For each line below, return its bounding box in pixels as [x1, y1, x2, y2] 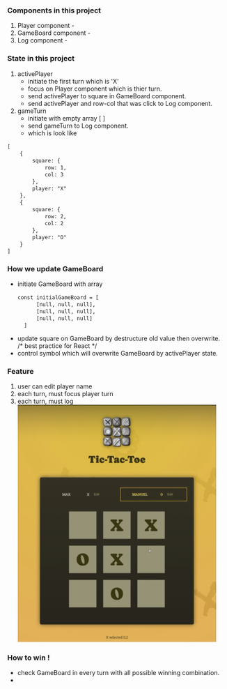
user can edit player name [17, 382, 93, 391]
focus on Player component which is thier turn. [27, 84, 162, 93]
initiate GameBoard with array [17, 280, 103, 288]
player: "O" [32, 234, 68, 241]
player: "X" [32, 185, 68, 192]
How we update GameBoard [7, 264, 104, 273]
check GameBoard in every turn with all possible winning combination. [17, 669, 220, 677]
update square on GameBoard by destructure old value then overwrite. [17, 334, 221, 342]
